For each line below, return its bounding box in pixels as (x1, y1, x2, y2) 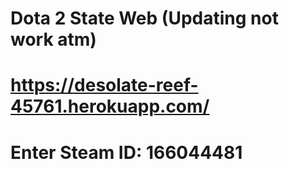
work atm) (10, 28, 97, 51)
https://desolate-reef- (10, 74, 199, 97)
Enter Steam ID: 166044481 (10, 141, 243, 164)
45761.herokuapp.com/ (10, 95, 210, 118)
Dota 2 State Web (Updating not (10, 7, 279, 30)
